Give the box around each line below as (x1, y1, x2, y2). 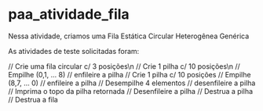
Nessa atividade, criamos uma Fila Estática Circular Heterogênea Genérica (8, 31, 250, 41)
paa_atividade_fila (8, 5, 130, 23)
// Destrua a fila (8, 95, 59, 104)
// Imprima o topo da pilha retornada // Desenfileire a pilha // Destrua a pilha (8, 86, 254, 95)
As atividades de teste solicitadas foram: (8, 46, 140, 55)
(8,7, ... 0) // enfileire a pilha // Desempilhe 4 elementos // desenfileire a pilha (8, 78, 256, 88)
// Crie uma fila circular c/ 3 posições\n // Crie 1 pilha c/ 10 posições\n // (8, 61, 241, 71)
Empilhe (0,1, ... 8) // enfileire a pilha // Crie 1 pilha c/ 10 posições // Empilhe (8, 70, 251, 79)
